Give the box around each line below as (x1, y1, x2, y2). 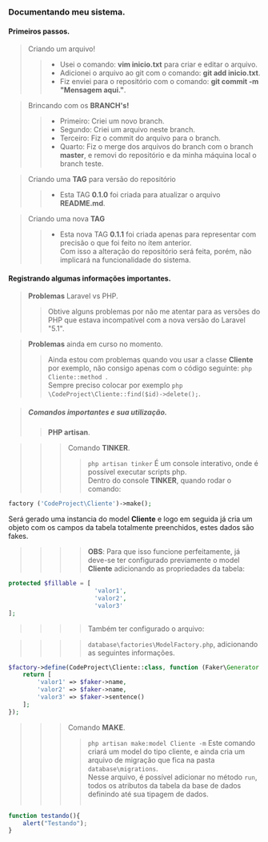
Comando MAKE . (67, 723, 126, 732)
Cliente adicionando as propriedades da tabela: (87, 564, 246, 573)
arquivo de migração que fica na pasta (87, 755, 215, 764)
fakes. (8, 532, 29, 541)
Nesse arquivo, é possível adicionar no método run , (87, 772, 258, 782)
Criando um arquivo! (27, 44, 96, 54)
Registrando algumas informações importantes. (8, 273, 171, 283)
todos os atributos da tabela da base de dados (87, 780, 242, 790)
